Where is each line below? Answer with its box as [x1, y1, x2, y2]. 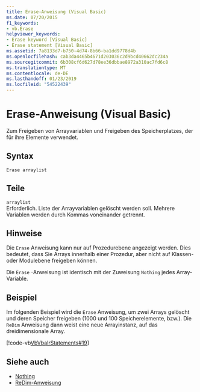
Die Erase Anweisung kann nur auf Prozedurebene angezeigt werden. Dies [6, 244, 191, 251]
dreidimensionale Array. [6, 328, 65, 335]
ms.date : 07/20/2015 [6, 14, 58, 20]
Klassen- [171, 251, 194, 258]
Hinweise [6, 228, 42, 238]
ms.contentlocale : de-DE [6, 70, 69, 76]
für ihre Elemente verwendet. [6, 133, 78, 141]
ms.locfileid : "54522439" [6, 82, 71, 88]
